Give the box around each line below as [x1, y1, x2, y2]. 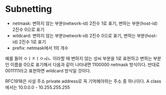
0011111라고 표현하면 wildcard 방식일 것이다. [5, 67, 91, 73]
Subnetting [5, 3, 52, 15]
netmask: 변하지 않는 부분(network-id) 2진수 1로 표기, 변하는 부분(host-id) [12, 20, 158, 26]
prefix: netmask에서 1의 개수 [12, 45, 68, 51]
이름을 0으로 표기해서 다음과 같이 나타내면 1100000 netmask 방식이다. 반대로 [10, 62, 160, 67]
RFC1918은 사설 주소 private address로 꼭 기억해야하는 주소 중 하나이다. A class [5, 78, 162, 84]
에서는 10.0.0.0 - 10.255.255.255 [5, 84, 70, 90]
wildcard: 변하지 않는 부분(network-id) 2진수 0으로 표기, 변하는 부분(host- [12, 32, 158, 38]
